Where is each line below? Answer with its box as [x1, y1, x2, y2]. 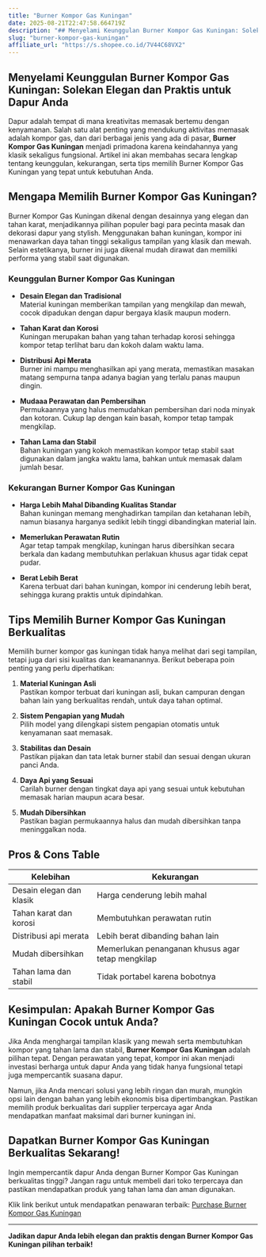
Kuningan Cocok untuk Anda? [8, 1016, 159, 1029]
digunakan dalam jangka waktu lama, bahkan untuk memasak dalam [19, 454, 243, 464]
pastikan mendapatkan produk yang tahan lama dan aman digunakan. [8, 1184, 236, 1193]
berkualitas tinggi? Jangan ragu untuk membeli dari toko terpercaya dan [8, 1176, 244, 1186]
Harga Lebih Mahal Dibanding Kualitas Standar [19, 500, 177, 510]
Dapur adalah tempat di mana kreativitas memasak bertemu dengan [8, 116, 230, 125]
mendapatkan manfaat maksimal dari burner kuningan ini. [8, 1111, 196, 1120]
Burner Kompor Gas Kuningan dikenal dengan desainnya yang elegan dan [8, 211, 249, 221]
